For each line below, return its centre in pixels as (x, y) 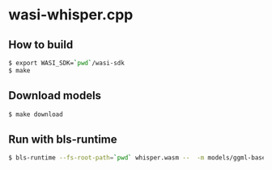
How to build (41, 45)
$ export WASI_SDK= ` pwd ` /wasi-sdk (67, 63)
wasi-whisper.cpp (71, 15)
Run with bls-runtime (63, 139)
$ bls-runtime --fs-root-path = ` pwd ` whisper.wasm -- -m (106, 158)
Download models (55, 95)
